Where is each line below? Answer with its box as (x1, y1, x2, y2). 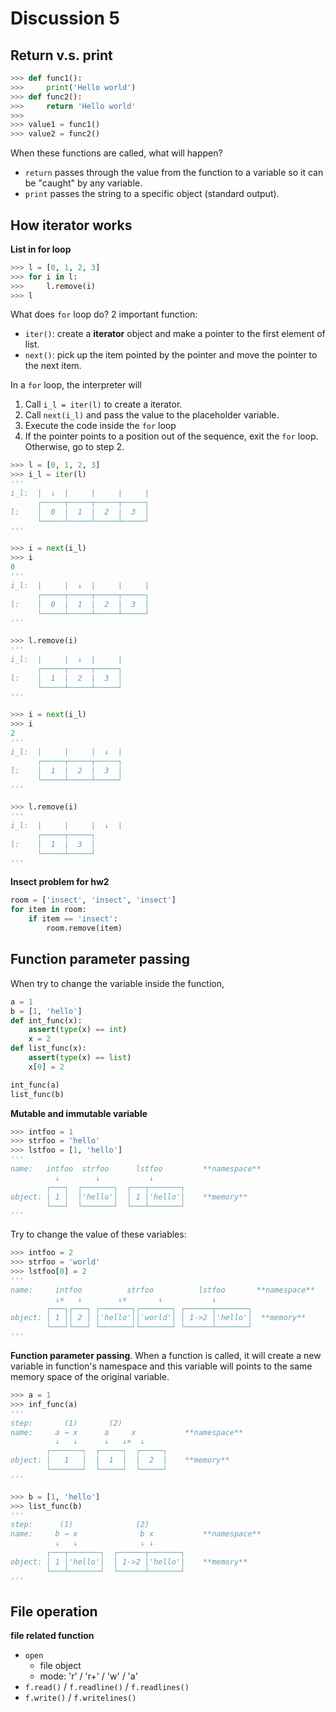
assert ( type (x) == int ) (28, 1025, 128, 1035)
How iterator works (10, 217, 133, 234)
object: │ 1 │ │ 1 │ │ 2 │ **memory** (10, 1455, 230, 1466)
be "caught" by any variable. (24, 177, 143, 189)
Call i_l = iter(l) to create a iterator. (24, 398, 183, 411)
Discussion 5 (10, 7, 120, 30)
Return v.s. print (10, 47, 113, 64)
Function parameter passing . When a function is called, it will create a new (10, 1350, 322, 1361)
